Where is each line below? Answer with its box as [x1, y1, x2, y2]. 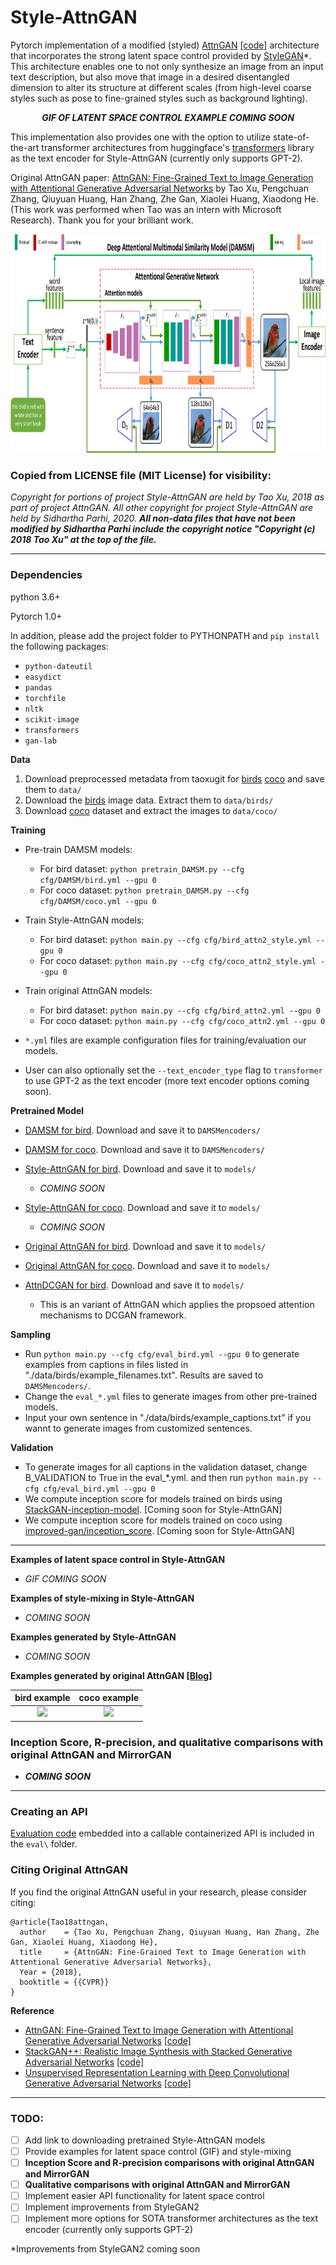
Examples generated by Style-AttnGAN [10, 1631, 177, 1643]
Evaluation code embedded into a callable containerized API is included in [10, 1827, 315, 1840]
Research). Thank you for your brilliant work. [10, 214, 195, 226]
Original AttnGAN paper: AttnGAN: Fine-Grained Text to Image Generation [10, 171, 314, 183]
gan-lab [24, 736, 57, 746]
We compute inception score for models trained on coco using [24, 1514, 283, 1526]
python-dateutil [24, 661, 93, 671]
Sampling [10, 1328, 52, 1340]
